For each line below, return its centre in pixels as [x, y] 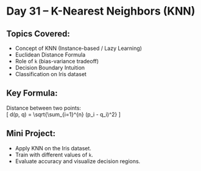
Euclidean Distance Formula [50, 55]
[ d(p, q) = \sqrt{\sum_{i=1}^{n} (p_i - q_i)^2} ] [63, 114]
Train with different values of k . [54, 155]
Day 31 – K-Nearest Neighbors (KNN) [101, 11]
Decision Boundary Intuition [50, 68]
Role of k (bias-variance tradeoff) [57, 61]
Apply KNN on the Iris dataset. [53, 148]
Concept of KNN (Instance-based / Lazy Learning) [78, 48]
